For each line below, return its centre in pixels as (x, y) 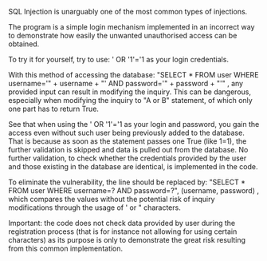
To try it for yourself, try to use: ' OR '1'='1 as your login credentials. (119, 59)
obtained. (24, 44)
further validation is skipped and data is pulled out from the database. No (128, 150)
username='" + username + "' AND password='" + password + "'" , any (126, 83)
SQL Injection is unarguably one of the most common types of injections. (128, 12)
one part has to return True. (54, 109)
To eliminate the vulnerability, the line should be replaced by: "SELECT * (127, 182)
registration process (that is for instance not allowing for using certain (123, 231)
